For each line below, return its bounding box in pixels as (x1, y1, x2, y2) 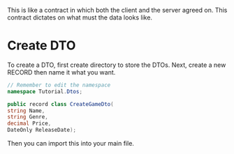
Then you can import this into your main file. (7, 139, 135, 148)
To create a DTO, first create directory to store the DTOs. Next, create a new (7, 61, 226, 69)
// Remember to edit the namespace (7, 82, 111, 88)
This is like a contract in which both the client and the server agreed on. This (7, 6, 228, 14)
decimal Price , (7, 120, 52, 128)
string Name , (7, 107, 45, 114)
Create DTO (7, 38, 76, 54)
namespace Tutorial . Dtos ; (7, 88, 82, 95)
